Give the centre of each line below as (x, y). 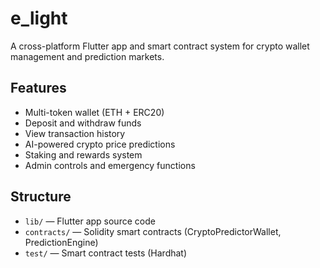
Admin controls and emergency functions (110, 165)
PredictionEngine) (61, 242)
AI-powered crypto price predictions (100, 144)
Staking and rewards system (83, 154)
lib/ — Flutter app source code (90, 221)
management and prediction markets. (87, 56)
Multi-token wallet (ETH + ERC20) (94, 112)
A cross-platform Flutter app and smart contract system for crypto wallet (160, 46)
